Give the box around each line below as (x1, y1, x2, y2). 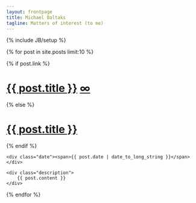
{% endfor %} (6, 191, 41, 198)
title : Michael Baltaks (6, 14, 66, 21)
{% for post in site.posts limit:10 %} (6, 48, 94, 56)
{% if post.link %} (6, 60, 50, 67)
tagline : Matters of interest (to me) (6, 20, 104, 26)
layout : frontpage (6, 8, 52, 15)
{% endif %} (6, 143, 37, 150)
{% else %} (6, 101, 35, 109)
